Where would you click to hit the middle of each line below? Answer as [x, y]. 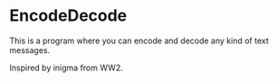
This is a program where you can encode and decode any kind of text [139, 41]
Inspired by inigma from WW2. [67, 68]
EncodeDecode [68, 16]
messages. [30, 50]
